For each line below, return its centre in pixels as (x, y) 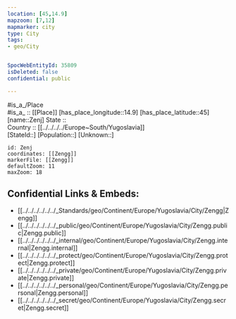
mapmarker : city (31, 27)
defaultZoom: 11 (31, 166)
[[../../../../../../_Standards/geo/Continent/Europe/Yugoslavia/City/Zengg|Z (123, 211)
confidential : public (39, 78)
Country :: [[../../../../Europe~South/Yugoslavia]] (76, 127)
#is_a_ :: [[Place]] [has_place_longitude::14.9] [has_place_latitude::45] (108, 112)
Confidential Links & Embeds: (73, 194)
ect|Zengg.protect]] (46, 263)
